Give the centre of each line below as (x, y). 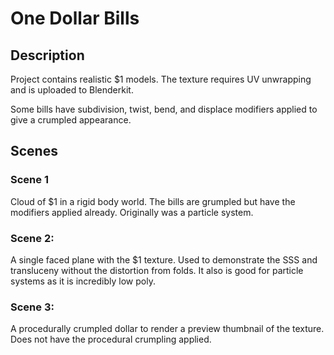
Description (47, 55)
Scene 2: (32, 238)
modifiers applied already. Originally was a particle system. (132, 212)
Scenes (34, 151)
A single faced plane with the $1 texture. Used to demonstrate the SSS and (164, 259)
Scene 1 (29, 180)
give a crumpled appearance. (71, 120)
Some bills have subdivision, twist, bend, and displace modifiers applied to (164, 109)
